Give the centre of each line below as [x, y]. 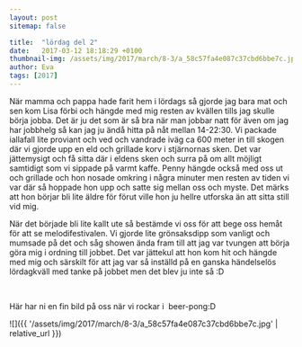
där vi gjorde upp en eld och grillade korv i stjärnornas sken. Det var [135, 148]
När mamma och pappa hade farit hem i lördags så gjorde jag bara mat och [148, 101]
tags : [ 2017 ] [34, 76]
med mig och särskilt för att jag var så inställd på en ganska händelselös [143, 262]
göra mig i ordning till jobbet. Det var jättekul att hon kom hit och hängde [143, 252]
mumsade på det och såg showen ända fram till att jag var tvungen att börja [150, 243]
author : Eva [31, 67]
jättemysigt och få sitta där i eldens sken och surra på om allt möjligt [136, 158]
